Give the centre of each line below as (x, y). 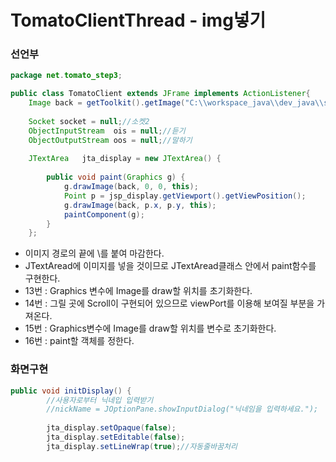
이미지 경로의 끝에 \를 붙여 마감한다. (94, 253)
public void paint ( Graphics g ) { (116, 177)
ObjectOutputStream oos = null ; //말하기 (110, 140)
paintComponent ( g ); (104, 214)
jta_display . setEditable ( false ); (116, 437)
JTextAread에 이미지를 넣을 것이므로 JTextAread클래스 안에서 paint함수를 (170, 266)
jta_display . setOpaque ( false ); (111, 428)
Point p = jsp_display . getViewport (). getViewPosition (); (185, 196)
